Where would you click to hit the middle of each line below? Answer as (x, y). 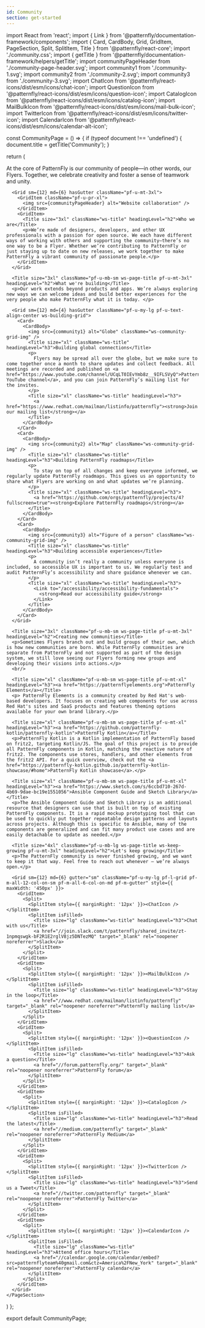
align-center (23, 316)
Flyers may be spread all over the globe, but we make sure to (116, 358)
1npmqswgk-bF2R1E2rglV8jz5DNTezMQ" (52, 937)
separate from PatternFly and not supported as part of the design (94, 653)
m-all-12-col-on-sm (31, 883)
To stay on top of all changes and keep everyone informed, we (116, 471)
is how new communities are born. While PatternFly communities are (95, 647)
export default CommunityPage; (47, 1318)
